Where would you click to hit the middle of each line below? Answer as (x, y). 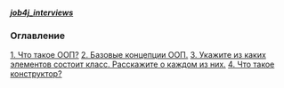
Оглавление (38, 36)
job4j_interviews (42, 12)
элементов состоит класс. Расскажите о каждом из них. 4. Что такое (142, 64)
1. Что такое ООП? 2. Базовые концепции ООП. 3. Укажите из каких (138, 55)
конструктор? (36, 74)
